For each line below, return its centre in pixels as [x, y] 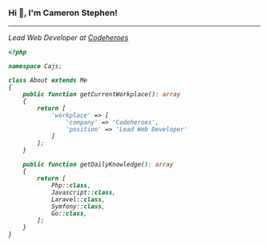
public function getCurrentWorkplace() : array [102, 95]
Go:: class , [69, 214]
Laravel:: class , [78, 200]
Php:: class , [71, 186]
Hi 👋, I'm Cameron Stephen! [63, 13]
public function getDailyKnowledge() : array [98, 165]
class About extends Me [48, 81]
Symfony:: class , [78, 207]
